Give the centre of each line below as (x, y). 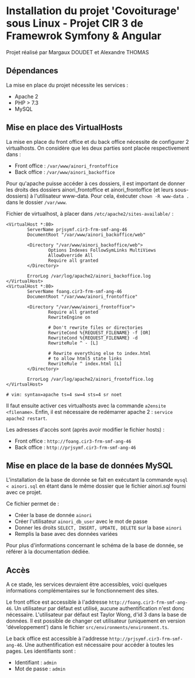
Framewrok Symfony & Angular (84, 36)
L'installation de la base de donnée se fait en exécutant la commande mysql (97, 480)
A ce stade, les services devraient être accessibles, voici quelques (87, 584)
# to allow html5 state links (85, 358)
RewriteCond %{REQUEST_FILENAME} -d (93, 338)
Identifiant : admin (36, 663)
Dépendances (32, 71)
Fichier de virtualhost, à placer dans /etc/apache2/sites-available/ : (90, 213)
